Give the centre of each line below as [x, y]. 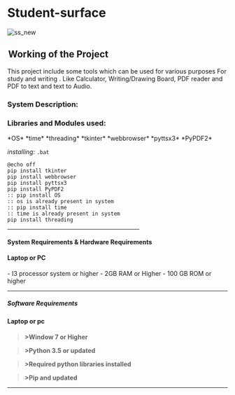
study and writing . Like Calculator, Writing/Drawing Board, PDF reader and [115, 78]
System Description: [43, 104]
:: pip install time [37, 207]
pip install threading [40, 220]
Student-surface [57, 13]
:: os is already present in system [60, 201]
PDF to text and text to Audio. [50, 86]
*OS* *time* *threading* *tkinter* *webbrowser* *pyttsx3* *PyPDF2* [110, 138]
